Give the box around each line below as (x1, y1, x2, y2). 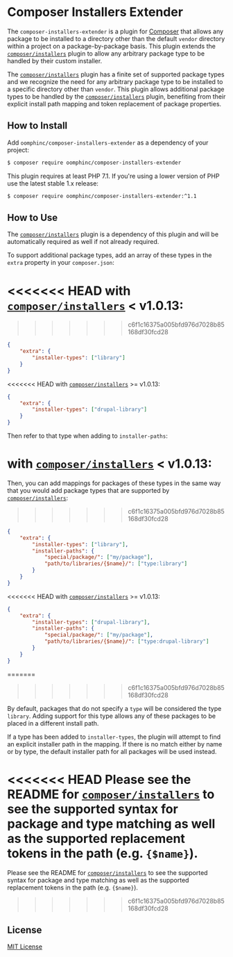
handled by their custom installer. (7, 56, 103, 65)
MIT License (7, 942, 43, 951)
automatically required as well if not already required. (7, 238, 159, 246)
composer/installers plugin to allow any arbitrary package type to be (7, 49, 205, 58)
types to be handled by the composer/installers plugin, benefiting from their (7, 92, 226, 101)
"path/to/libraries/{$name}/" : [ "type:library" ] (44, 560, 188, 567)
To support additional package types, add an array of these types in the (7, 251, 212, 259)
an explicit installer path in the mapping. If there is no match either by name (7, 739, 223, 748)
